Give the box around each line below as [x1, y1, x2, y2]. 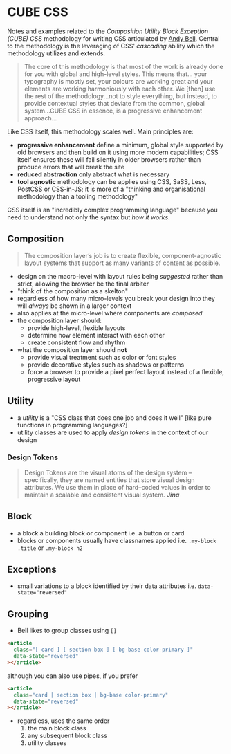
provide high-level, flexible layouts [27, 323, 126, 332]
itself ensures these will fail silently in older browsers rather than [17, 155, 201, 163]
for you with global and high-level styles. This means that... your [24, 70, 207, 78]
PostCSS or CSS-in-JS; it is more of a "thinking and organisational [17, 185, 205, 193]
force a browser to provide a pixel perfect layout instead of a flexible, [27, 367, 225, 376]
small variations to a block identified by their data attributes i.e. [17, 582, 197, 590]
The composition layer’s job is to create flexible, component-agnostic [24, 251, 222, 259]
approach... [24, 113, 57, 122]
